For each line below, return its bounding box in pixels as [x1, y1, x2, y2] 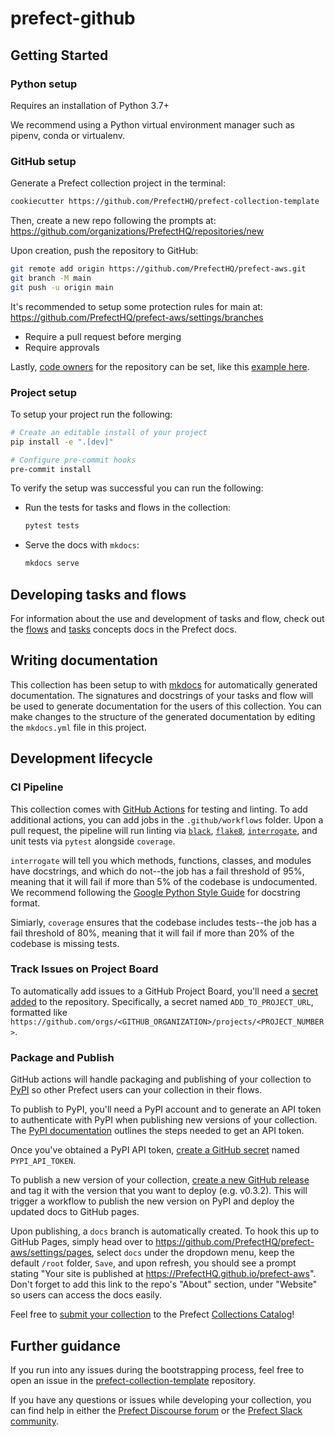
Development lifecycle [10, 750, 153, 767]
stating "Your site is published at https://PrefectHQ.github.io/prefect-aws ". [10, 1268, 317, 1280]
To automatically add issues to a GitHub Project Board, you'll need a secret [10, 985, 319, 997]
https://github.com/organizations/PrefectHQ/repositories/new [10, 225, 265, 237]
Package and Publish [10, 1050, 115, 1064]
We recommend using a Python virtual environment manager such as [10, 118, 295, 131]
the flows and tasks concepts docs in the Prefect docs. [10, 623, 238, 636]
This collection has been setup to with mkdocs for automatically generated [10, 678, 318, 691]
